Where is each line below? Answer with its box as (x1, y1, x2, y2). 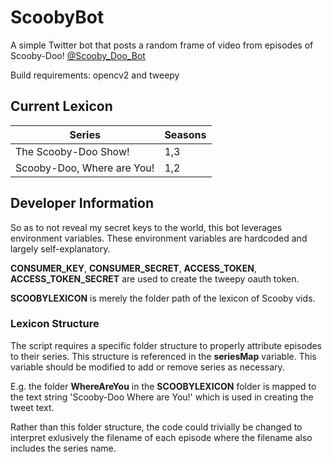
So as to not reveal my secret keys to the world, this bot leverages (10, 221, 283, 233)
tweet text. (10, 401, 55, 413)
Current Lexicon (10, 98, 113, 115)
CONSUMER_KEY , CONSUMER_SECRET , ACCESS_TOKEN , (10, 262, 257, 274)
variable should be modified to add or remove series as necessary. (10, 361, 285, 373)
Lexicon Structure (10, 317, 100, 331)
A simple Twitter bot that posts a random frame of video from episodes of (10, 39, 314, 51)
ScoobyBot (10, 6, 105, 29)
